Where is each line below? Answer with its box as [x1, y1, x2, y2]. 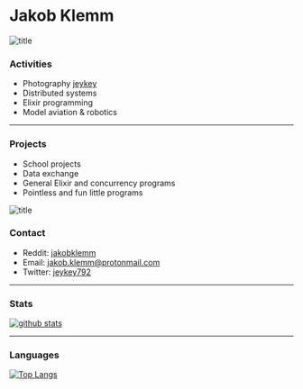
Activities [9, 58, 52, 70]
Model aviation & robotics [22, 107, 117, 118]
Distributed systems [22, 87, 97, 99]
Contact [9, 227, 46, 240]
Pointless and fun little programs [22, 186, 143, 198]
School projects [22, 158, 81, 169]
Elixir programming [22, 97, 93, 108]
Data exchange [22, 167, 79, 178]
